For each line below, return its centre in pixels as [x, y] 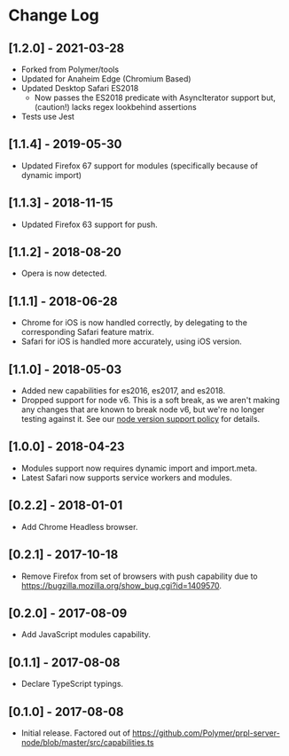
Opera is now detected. [64, 273]
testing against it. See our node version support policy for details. [141, 419]
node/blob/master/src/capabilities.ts [87, 742]
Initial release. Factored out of [75, 733]
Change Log [54, 16]
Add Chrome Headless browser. [79, 526]
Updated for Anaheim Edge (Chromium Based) [106, 79]
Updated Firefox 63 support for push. [90, 224]
